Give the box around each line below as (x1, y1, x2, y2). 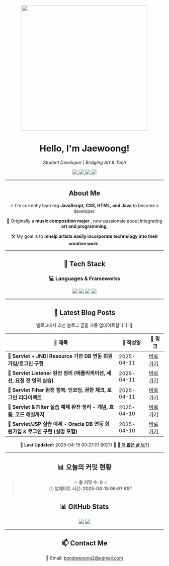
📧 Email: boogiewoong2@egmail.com (46, 555, 123, 561)
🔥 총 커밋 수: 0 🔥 (74, 480, 108, 486)
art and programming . (61, 223, 108, 229)
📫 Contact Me (61, 539, 108, 547)
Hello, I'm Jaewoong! (39, 143, 130, 154)
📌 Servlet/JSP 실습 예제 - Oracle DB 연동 (8, 421, 104, 428)
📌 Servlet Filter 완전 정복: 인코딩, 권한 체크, (8, 387, 106, 394)
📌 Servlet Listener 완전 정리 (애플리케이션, (8, 369, 106, 376)
